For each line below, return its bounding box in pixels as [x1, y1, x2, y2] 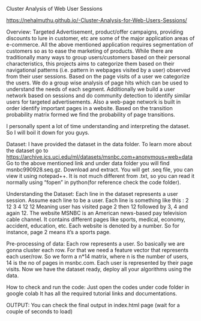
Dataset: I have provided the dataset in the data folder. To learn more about [6, 141, 192, 147]
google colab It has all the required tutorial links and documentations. [6, 290, 178, 297]
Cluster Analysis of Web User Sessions [6, 5, 103, 12]
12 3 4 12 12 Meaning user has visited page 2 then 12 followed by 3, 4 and [6, 203, 188, 210]
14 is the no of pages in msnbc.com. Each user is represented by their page [6, 259, 193, 266]
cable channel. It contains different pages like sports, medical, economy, [6, 216, 186, 223]
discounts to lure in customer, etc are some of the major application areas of [6, 35, 195, 41]
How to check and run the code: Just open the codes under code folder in [6, 284, 190, 290]
